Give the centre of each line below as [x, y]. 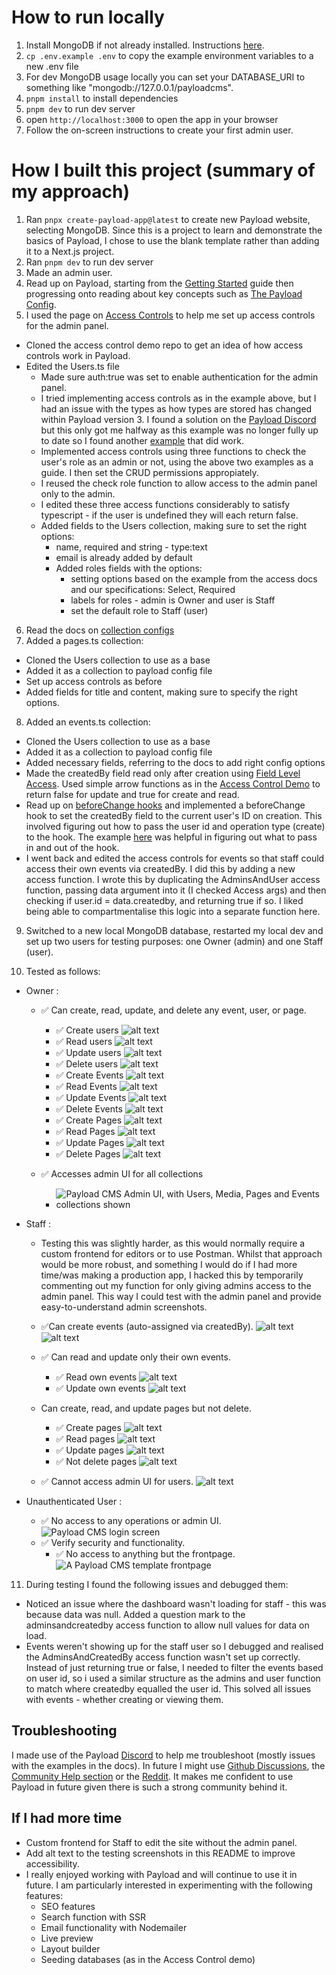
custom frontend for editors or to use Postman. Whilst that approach [181, 1253]
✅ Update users [88, 1052]
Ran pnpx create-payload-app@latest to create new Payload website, [168, 219]
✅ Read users [84, 1041]
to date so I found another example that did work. [142, 440]
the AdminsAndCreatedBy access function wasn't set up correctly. [163, 1657]
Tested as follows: [63, 971]
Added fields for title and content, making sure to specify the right [161, 692]
